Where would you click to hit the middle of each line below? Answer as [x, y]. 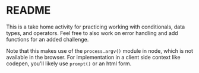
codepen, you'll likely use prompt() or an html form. [69, 64]
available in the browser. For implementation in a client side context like [93, 57]
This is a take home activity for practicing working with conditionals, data [96, 27]
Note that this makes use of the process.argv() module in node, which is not [99, 50]
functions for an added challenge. [48, 39]
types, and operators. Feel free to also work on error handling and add [92, 33]
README [29, 10]
